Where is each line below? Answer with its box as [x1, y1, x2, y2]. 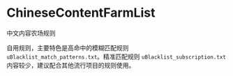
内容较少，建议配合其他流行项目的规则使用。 [6, 61, 135, 69]
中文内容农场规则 [6, 29, 56, 37]
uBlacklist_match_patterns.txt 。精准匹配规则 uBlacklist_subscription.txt [6, 52, 226, 61]
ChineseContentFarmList [6, 5, 156, 21]
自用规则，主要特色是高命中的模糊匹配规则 [6, 43, 129, 52]
